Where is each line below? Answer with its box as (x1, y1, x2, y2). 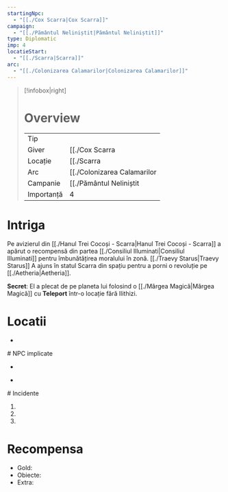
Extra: (16, 478, 34, 487)
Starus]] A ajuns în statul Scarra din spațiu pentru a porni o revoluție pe (7, 262, 207, 270)
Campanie (27, 179, 61, 188)
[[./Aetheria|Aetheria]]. (7, 269, 71, 278)
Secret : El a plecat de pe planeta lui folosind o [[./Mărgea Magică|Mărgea (7, 282, 214, 291)
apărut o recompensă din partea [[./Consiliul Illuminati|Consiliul (7, 247, 185, 256)
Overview (23, 110, 81, 125)
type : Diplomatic (7, 36, 57, 42)
